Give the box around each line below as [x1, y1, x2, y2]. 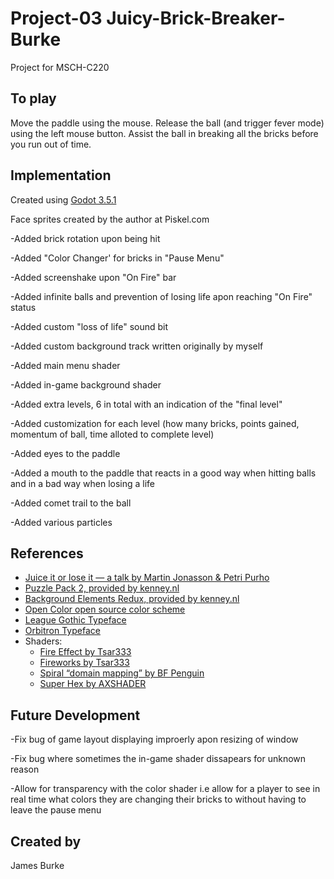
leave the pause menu [10, 804, 102, 816]
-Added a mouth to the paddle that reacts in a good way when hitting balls [10, 467, 317, 479]
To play [10, 90, 57, 107]
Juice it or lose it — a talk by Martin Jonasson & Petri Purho [24, 572, 270, 584]
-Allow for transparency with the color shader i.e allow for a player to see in [10, 783, 321, 795]
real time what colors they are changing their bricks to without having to [10, 793, 307, 806]
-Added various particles [10, 516, 113, 528]
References [10, 545, 84, 562]
